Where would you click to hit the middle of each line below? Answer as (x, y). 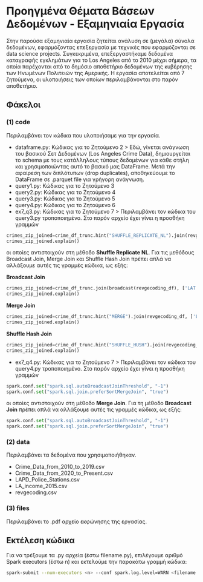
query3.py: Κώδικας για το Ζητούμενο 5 (65, 199)
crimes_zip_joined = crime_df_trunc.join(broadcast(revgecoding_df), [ (96, 288)
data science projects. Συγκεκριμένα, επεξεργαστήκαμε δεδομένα (90, 53)
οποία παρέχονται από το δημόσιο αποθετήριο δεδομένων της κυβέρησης (99, 66)
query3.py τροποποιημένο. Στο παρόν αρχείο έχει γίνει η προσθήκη (100, 218)
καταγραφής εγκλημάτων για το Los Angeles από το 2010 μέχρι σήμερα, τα (101, 60)
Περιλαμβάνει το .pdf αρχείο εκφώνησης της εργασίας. (77, 521)
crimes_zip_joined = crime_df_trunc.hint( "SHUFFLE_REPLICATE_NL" (88, 235)
